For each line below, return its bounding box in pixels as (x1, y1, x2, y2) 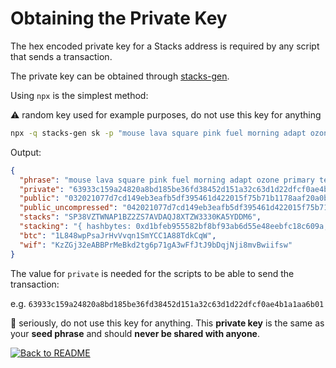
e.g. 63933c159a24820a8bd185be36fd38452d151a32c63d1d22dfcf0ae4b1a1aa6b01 (10, 297, 325, 309)
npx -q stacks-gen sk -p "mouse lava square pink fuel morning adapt (10, 128, 307, 138)
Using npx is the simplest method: (10, 89, 149, 101)
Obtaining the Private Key (10, 7, 228, 30)
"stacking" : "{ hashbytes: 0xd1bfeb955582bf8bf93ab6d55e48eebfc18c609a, (19, 222, 329, 232)
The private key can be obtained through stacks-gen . (10, 70, 230, 82)
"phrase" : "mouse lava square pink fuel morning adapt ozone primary (19, 175, 315, 185)
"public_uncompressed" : (19, 203, 118, 213)
